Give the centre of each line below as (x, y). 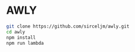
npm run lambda (25, 43)
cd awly (16, 32)
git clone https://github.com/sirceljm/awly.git (68, 26)
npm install (21, 37)
